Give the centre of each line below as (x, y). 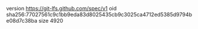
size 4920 (51, 21)
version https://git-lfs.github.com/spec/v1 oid (62, 8)
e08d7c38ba (22, 21)
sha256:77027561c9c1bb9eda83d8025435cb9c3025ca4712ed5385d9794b (99, 14)
